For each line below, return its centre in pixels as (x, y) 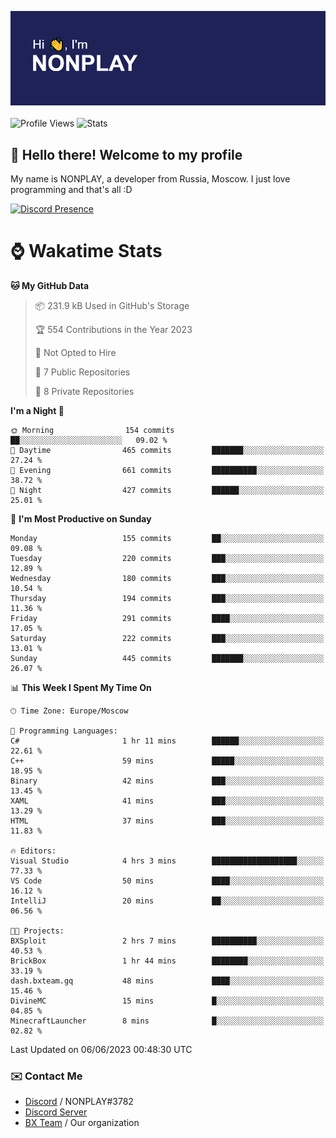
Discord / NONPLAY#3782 (79, 1102)
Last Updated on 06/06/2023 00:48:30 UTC (101, 1049)
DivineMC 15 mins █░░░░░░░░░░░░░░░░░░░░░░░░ (167, 1001)
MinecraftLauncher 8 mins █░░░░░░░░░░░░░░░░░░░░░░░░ (167, 1021)
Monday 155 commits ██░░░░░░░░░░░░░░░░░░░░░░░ (167, 538)
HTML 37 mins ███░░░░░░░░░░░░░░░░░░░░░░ (167, 821)
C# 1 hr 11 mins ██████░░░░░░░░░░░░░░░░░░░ (167, 741)
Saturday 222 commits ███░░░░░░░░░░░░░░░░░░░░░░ (167, 638)
